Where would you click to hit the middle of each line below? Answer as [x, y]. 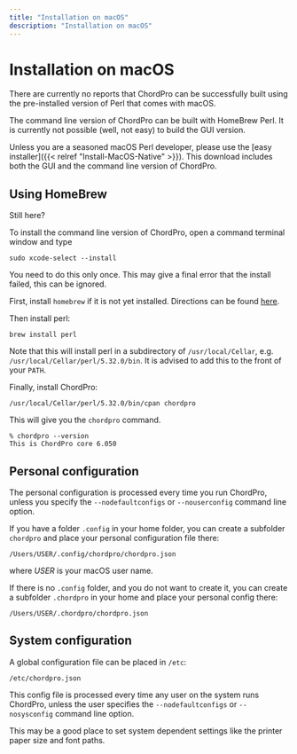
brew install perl [43, 335]
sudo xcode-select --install [63, 258]
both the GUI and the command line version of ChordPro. [113, 166]
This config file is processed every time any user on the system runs [134, 695]
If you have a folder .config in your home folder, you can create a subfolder [147, 529]
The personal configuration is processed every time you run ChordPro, [138, 492]
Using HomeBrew [59, 194]
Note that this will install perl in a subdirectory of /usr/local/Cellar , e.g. [141, 351]
